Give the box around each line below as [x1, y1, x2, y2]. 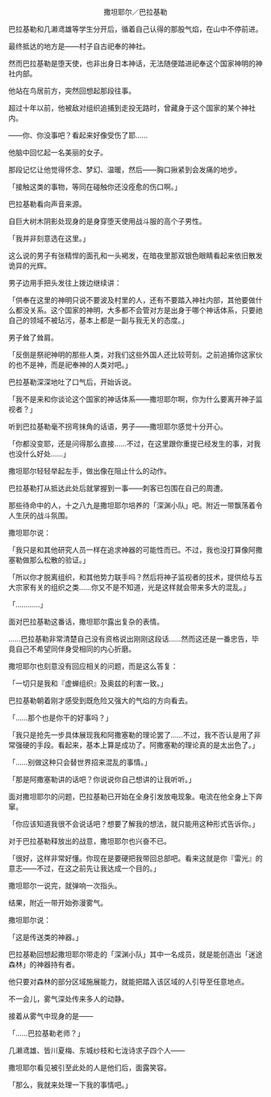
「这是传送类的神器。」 [8, 933, 83, 942]
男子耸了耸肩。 [8, 332, 58, 342]
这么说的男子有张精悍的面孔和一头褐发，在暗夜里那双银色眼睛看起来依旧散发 [8, 251, 263, 260]
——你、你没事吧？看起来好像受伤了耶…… [8, 130, 148, 140]
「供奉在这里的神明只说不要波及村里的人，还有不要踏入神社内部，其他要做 [8, 295, 256, 305]
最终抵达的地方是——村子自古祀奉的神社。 [8, 41, 150, 51]
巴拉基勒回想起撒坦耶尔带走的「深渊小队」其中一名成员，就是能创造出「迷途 [8, 950, 263, 959]
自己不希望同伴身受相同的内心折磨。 [15, 644, 135, 654]
